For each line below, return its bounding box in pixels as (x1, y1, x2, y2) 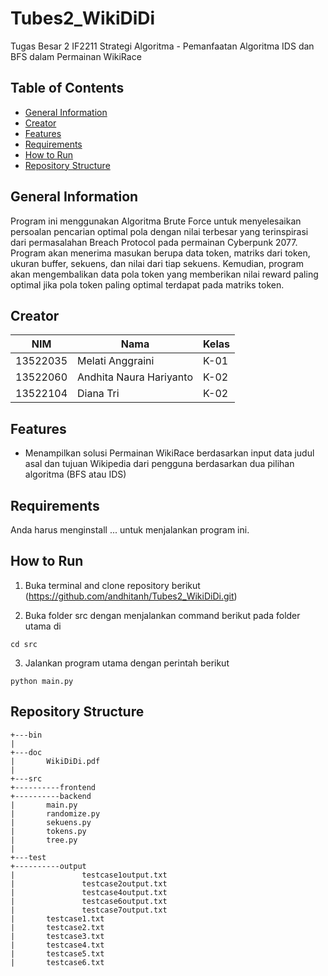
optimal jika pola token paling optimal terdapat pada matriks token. (10, 278, 285, 291)
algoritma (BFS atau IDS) (24, 468, 127, 481)
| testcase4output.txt (10, 887, 168, 897)
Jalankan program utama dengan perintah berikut (24, 657, 230, 669)
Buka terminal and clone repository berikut (24, 579, 201, 591)
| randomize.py (10, 808, 101, 819)
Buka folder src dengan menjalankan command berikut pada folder (24, 609, 301, 621)
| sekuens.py (10, 817, 92, 827)
